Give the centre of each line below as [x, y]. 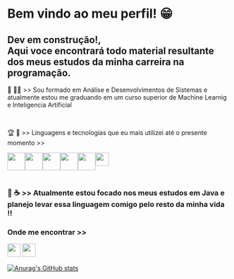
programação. [39, 73]
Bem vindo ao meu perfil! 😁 [90, 14]
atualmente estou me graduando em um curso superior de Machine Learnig [117, 97]
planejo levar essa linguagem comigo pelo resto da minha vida [116, 204]
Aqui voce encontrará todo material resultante [111, 51]
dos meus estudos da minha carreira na [96, 62]
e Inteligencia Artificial [40, 105]
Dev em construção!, [54, 40]
